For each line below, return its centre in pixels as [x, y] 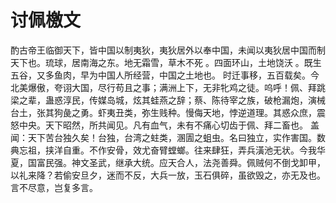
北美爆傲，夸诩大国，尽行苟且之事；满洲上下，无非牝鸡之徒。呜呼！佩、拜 [163, 87]
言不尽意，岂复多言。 [54, 187]
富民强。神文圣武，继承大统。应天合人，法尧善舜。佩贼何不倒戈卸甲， [181, 162]
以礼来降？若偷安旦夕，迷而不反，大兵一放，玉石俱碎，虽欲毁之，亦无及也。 [168, 175]
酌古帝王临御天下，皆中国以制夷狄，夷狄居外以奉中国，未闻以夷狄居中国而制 [168, 50]
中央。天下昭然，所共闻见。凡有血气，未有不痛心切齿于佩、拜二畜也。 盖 [169, 125]
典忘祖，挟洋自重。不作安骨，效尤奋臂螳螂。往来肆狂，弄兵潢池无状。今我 [163, 150]
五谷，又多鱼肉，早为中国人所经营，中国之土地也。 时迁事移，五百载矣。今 [165, 75]
